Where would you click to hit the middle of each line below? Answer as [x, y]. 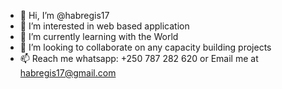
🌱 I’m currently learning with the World [99, 36]
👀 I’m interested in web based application [104, 26]
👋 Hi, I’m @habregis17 [64, 15]
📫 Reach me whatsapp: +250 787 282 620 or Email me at [139, 58]
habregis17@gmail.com [68, 73]
